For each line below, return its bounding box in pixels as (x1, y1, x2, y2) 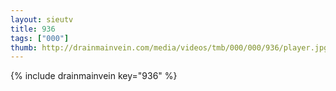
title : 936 (10, 24, 56, 34)
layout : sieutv (10, 14, 74, 25)
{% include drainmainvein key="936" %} (10, 70, 178, 82)
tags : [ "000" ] (10, 33, 70, 43)
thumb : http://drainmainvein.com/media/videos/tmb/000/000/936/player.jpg (10, 42, 329, 53)
